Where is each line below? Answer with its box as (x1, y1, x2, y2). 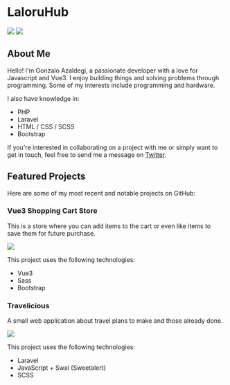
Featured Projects (7, 171, 86, 182)
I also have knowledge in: (7, 94, 80, 102)
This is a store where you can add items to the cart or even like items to (7, 222, 211, 230)
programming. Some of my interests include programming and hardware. (7, 81, 215, 89)
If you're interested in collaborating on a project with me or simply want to (7, 143, 218, 151)
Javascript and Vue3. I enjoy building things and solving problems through (7, 73, 220, 82)
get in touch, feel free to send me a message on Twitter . (7, 150, 167, 159)
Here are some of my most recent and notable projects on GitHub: (7, 189, 196, 197)
